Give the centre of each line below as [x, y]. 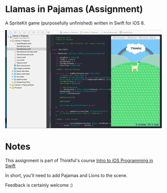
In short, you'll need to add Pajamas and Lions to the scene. [66, 175]
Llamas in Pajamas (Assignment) [74, 9]
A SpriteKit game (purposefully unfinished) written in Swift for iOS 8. [75, 23]
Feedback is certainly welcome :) [39, 185]
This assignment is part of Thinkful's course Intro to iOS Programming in [79, 160]
